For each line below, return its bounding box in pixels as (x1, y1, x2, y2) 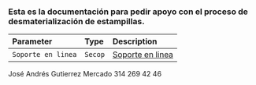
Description (112, 36, 158, 47)
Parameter (12, 36, 53, 47)
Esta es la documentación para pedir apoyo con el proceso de (8, 6, 248, 17)
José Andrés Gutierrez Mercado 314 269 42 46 (8, 69, 162, 79)
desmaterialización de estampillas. (8, 16, 145, 27)
